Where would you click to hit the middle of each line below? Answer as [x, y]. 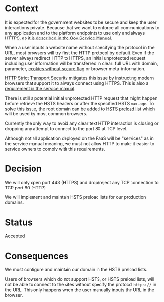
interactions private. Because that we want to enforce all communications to [82, 27]
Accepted [15, 236]
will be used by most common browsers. [46, 113]
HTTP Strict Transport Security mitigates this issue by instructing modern [80, 78]
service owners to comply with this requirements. [55, 149]
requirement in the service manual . [40, 88]
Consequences [37, 256]
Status [19, 222]
